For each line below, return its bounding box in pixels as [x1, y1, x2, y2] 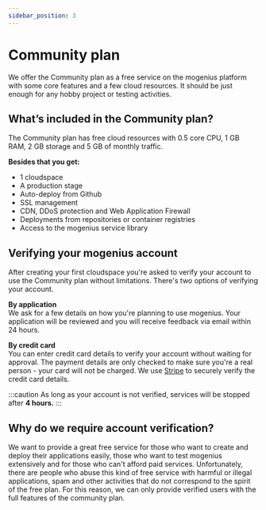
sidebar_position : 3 [8, 11, 77, 20]
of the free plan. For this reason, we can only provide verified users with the [8, 485, 256, 494]
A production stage [19, 181, 83, 191]
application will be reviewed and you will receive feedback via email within [8, 317, 252, 326]
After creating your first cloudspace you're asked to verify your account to [8, 267, 252, 277]
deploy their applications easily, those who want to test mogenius [8, 451, 222, 460]
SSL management [19, 198, 78, 208]
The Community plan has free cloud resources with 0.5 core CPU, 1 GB [8, 133, 240, 143]
